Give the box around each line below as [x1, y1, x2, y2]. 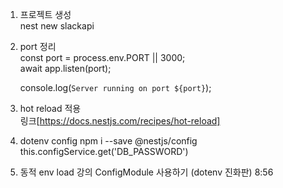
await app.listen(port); [19, 63, 112, 74]
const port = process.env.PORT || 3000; [19, 52, 186, 63]
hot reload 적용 [19, 103, 82, 114]
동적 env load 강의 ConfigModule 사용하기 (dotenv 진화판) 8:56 [19, 166, 274, 178]
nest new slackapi [19, 20, 95, 32]
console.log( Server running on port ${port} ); [19, 82, 212, 93]
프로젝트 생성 [19, 9, 72, 20]
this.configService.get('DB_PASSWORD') [19, 146, 189, 157]
